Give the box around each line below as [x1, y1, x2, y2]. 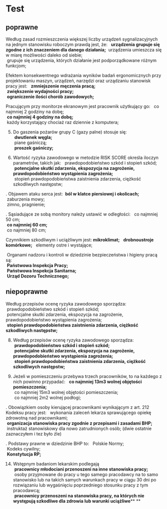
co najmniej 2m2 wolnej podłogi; [14, 394, 81, 400]
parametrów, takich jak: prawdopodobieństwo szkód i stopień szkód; [12, 160, 157, 165]
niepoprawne [5, 287, 48, 296]
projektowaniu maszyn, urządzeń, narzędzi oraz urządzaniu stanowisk [5, 78, 151, 83]
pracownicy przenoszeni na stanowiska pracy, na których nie [14, 492, 144, 498]
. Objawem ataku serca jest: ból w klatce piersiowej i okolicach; [5, 191, 139, 196]
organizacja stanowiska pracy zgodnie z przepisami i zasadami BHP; [6, 420, 152, 426]
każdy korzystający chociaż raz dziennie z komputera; [6, 119, 119, 125]
